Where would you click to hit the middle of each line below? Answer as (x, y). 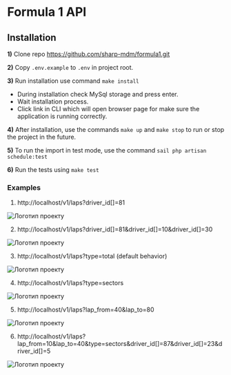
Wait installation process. (53, 102)
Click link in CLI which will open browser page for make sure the (108, 109)
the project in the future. (42, 137)
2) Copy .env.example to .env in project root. (70, 67)
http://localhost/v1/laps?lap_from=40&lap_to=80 (86, 310)
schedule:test (28, 157)
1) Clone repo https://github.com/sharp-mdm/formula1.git (89, 54)
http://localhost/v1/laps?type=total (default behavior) (92, 256)
